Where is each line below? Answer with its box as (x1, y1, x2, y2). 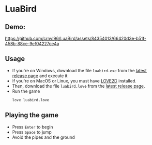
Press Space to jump (12, 129, 52, 135)
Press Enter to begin (12, 124, 53, 129)
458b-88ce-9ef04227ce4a (5, 41, 60, 47)
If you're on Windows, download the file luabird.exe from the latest (12, 67, 147, 73)
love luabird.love (12, 97, 49, 102)
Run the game (12, 88, 40, 94)
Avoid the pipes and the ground (12, 134, 75, 140)
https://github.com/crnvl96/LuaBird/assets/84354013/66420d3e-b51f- (5, 35, 147, 41)
